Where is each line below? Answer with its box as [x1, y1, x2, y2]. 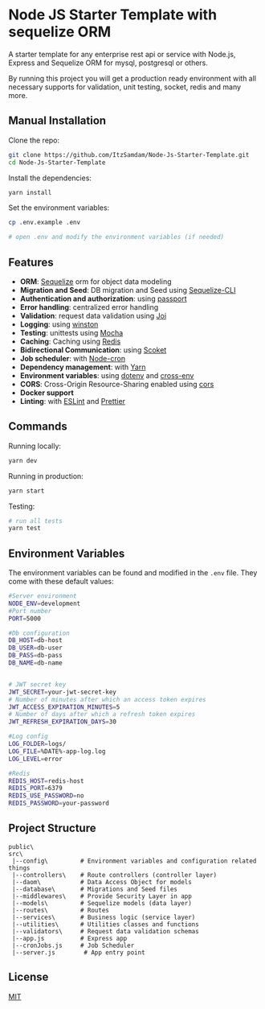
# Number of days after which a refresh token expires [8, 710, 196, 719]
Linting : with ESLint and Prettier [19, 396, 126, 406]
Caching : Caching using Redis [19, 336, 121, 346]
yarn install [8, 188, 52, 196]
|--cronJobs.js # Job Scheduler [11, 941, 135, 949]
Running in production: [8, 471, 84, 480]
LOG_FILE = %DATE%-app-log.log [8, 747, 106, 756]
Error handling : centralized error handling [19, 302, 159, 311]
